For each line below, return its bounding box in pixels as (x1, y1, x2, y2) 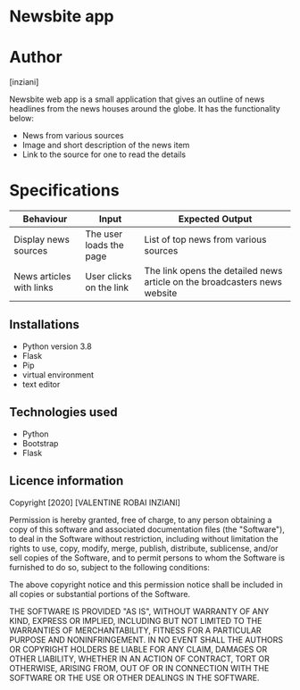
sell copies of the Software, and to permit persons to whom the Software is (9, 552, 286, 563)
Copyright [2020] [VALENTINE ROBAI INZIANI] (9, 497, 181, 508)
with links (13, 281, 54, 294)
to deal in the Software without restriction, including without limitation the (9, 533, 279, 544)
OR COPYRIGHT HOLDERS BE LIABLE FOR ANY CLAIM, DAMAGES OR (9, 644, 268, 654)
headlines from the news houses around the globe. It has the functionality (9, 104, 281, 114)
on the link (84, 281, 129, 294)
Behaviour (22, 212, 68, 225)
